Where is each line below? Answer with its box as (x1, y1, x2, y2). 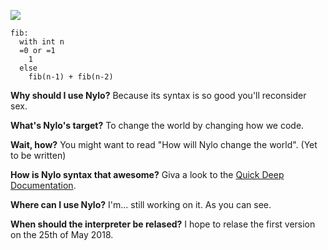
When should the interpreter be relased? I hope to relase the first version (10, 218, 316, 230)
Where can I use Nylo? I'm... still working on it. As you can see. (10, 199, 272, 210)
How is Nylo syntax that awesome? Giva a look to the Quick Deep (10, 169, 285, 180)
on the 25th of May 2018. (10, 229, 114, 240)
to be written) (10, 150, 67, 161)
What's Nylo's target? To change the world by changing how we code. (10, 120, 305, 131)
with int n (19, 37, 65, 47)
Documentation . (10, 180, 77, 191)
